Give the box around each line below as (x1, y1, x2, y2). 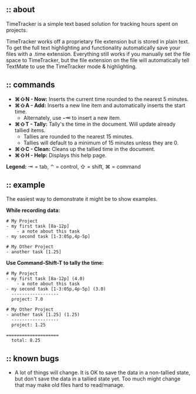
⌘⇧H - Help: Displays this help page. (14, 151, 107, 159)
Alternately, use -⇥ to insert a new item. (23, 114, 121, 121)
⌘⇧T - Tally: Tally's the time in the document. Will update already (14, 120, 176, 127)
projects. (6, 26, 28, 33)
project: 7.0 (11, 297, 43, 302)
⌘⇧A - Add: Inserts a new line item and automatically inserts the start (14, 102, 186, 109)
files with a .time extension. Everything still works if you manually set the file (6, 50, 191, 58)
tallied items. (14, 126, 46, 134)
